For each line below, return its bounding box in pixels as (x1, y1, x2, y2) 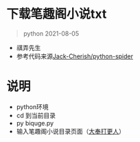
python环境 (16, 102, 49, 110)
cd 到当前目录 (16, 111, 56, 119)
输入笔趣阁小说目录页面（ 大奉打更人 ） (16, 127, 125, 135)
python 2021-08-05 (23, 29, 80, 38)
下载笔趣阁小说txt (6, 6, 107, 22)
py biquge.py (16, 119, 54, 127)
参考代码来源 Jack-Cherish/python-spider (16, 52, 134, 60)
